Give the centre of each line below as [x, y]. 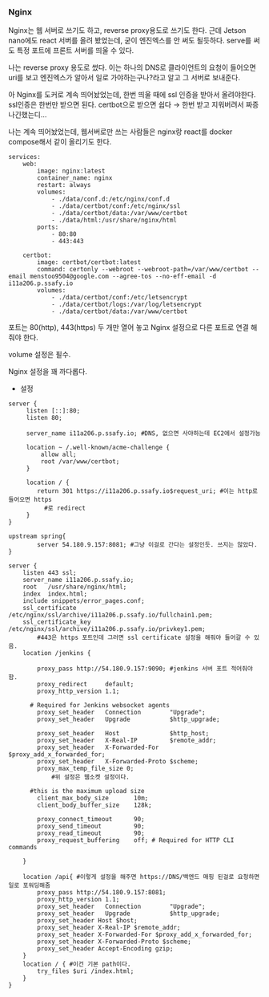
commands [23, 848]
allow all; [59, 455]
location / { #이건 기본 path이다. [77, 964]
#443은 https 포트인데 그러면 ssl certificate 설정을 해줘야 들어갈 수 [144, 638]
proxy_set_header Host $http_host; [123, 734]
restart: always [64, 185]
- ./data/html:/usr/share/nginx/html [114, 220]
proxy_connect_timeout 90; [91, 820]
